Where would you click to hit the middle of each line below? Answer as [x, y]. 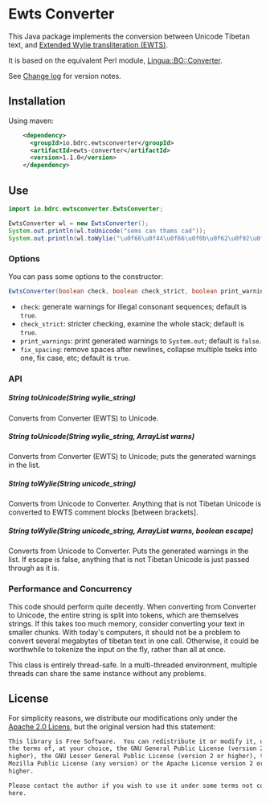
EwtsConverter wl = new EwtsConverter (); [79, 223]
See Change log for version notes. [65, 76]
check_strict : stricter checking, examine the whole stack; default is [132, 323]
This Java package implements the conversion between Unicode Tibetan [129, 36]
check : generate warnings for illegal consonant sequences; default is [133, 306]
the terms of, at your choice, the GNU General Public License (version [133, 749]
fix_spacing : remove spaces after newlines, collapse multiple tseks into [138, 349]
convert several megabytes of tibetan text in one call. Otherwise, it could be [134, 641]
